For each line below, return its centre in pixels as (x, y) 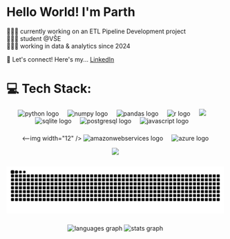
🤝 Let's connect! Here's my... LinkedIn (60, 59)
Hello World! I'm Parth (71, 12)
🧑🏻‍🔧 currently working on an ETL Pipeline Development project (96, 31)
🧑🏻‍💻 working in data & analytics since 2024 (68, 46)
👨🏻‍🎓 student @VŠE (34, 38)
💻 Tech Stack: (49, 89)
